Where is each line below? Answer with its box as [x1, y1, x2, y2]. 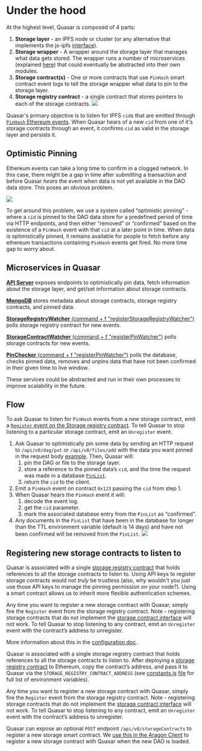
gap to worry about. [6, 245, 55, 252]
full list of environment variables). [6, 676, 89, 683]
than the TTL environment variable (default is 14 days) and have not [14, 523, 183, 531]
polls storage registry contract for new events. [6, 321, 122, 329]
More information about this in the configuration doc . [6, 639, 137, 646]
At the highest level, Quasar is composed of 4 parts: [6, 24, 136, 31]
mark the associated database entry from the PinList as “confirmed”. [24, 510, 197, 518]
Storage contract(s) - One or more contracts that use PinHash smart [14, 74, 185, 81]
